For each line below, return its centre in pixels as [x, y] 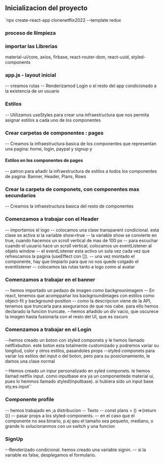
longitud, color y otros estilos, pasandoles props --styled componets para [80, 351]
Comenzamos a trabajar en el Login [48, 329]
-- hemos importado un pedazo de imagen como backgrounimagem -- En [80, 290]
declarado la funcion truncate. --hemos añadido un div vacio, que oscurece [82, 311]
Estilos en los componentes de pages [44, 160]
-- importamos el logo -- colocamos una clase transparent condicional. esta [82, 230]
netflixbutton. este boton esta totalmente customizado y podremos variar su [82, 346]
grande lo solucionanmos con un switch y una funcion [60, 426]
